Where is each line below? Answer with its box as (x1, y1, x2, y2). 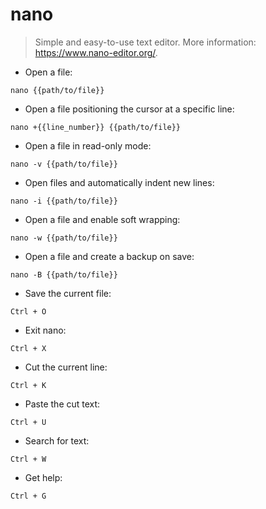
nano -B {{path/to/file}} (10, 269, 118, 280)
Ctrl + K (10, 380, 47, 390)
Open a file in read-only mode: (24, 139, 152, 152)
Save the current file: (24, 287, 112, 299)
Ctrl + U (10, 417, 47, 427)
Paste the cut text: (24, 398, 101, 410)
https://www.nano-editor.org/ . (34, 46, 158, 58)
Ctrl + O (10, 306, 47, 317)
